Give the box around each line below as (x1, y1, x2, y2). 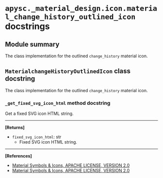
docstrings (5, 21, 50, 32)
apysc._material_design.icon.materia (5, 4, 158, 13)
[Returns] (5, 125, 25, 130)
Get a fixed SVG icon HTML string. (5, 111, 74, 116)
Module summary (5, 40, 60, 49)
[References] (5, 153, 33, 159)
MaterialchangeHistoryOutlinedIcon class (5, 67, 131, 75)
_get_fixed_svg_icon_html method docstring (5, 99, 111, 106)
